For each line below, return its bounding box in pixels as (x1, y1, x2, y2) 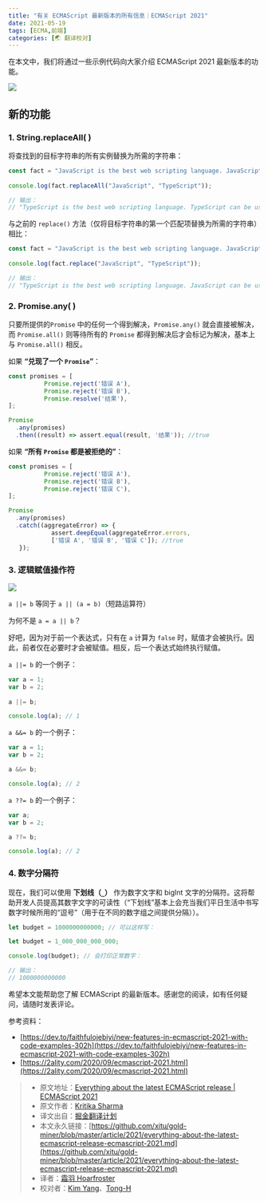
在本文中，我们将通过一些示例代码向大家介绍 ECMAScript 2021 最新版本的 (8, 57, 252, 66)
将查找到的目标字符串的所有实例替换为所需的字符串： (8, 151, 183, 160)
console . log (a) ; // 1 (8, 712, 81, 721)
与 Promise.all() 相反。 (8, 339, 87, 349)
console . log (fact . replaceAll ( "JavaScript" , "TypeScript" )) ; (8, 181, 213, 190)
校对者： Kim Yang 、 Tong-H (39, 1183, 132, 1193)
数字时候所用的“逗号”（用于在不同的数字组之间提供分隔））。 (8, 907, 203, 917)
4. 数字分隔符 (8, 867, 60, 879)
